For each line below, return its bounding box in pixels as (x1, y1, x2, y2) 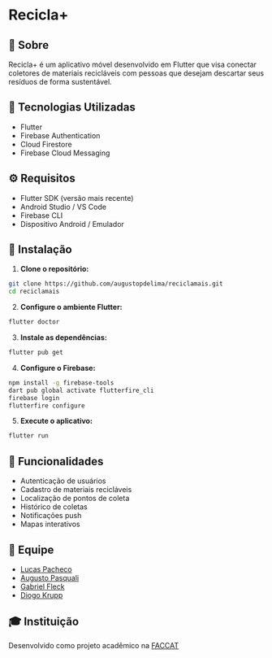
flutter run (8, 432, 49, 440)
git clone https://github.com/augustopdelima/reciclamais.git (8, 280, 223, 288)
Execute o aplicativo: (19, 416, 93, 426)
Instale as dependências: (19, 333, 107, 342)
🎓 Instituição (8, 615, 80, 629)
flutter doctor (8, 318, 60, 326)
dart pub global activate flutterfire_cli (8, 386, 154, 394)
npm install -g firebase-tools (8, 378, 114, 387)
